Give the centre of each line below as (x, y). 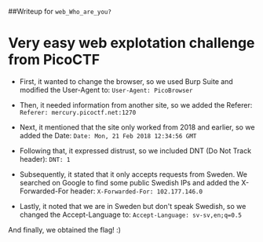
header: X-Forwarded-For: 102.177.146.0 (136, 191)
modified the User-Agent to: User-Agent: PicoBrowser (106, 90)
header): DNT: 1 (45, 159)
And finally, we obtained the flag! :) (65, 229)
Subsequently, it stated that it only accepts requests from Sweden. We (133, 174)
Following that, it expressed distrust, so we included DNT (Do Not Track (135, 150)
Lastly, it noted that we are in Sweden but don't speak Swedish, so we (133, 206)
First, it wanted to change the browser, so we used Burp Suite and (126, 81)
